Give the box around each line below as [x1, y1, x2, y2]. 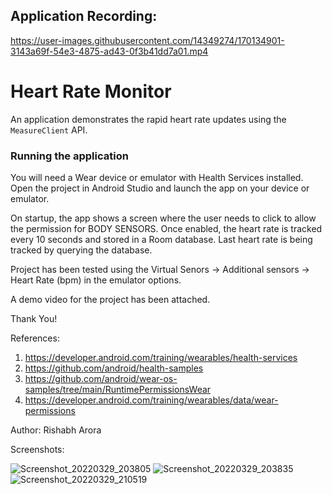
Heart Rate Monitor [10, 80, 172, 103]
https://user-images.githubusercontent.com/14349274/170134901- [10, 34, 285, 46]
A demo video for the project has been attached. [10, 294, 211, 306]
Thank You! [10, 313, 58, 325]
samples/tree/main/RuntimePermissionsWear [24, 384, 212, 396]
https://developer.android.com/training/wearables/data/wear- [24, 394, 279, 406]
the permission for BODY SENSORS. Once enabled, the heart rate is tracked [10, 223, 323, 235]
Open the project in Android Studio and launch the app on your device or [10, 182, 310, 194]
